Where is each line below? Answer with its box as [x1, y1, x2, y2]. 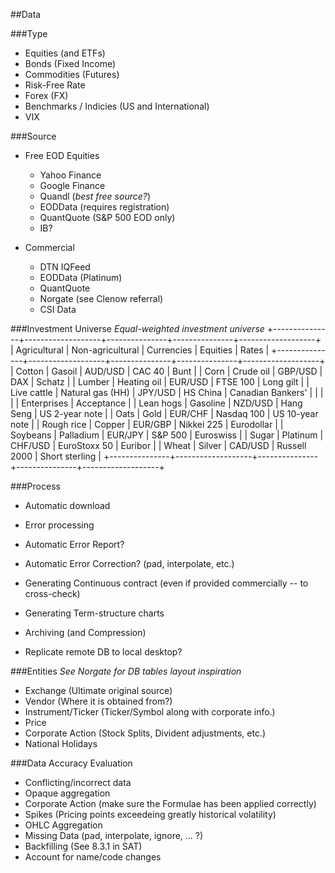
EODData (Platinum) [39, 272, 123, 283]
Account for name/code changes [24, 851, 162, 863]
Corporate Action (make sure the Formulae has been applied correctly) [24, 798, 317, 809]
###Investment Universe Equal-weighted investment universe [10, 323, 265, 334]
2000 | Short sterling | [10, 450, 102, 462]
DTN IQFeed [39, 261, 91, 273]
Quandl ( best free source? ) [39, 190, 152, 202]
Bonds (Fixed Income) [24, 58, 117, 69]
